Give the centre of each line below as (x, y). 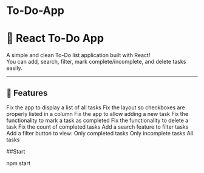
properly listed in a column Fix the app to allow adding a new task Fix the (97, 114)
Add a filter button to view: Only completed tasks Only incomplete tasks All (100, 133)
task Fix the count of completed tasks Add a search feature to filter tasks (97, 127)
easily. (14, 68)
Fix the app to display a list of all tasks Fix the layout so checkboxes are (96, 107)
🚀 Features (27, 93)
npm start (19, 163)
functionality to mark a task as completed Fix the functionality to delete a (97, 120)
